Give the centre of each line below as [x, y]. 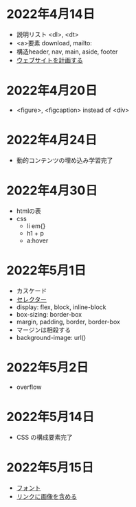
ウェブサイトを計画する [49, 60]
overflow [29, 387]
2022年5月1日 [46, 270]
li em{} [36, 226]
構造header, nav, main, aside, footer [67, 52]
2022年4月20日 [52, 91]
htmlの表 [29, 211]
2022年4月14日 [51, 14]
